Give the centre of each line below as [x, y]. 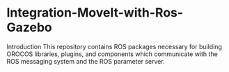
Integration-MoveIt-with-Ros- [95, 13]
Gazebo [30, 27]
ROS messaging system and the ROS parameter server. [86, 61]
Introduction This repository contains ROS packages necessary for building [114, 46]
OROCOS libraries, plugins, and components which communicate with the [112, 54]
